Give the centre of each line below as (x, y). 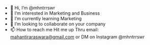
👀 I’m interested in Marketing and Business (55, 13)
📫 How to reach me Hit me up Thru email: (54, 30)
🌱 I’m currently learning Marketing (46, 18)
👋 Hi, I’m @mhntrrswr (32, 8)
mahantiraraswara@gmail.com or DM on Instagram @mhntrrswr (77, 37)
